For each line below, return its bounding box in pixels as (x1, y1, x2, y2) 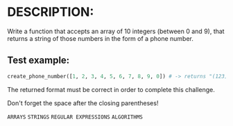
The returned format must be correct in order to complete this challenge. (7, 85, 215, 93)
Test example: (7, 55, 70, 66)
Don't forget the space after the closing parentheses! (7, 98, 159, 107)
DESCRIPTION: (7, 4, 94, 20)
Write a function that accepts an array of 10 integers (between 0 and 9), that (7, 27, 225, 35)
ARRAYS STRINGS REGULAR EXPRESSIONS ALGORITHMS (7, 114, 144, 120)
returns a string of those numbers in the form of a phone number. (7, 34, 194, 42)
